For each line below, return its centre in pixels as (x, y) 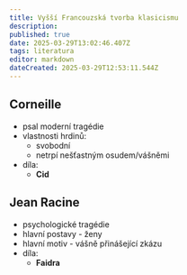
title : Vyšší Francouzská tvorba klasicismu (94, 18)
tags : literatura (42, 51)
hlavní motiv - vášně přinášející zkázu (92, 243)
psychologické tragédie (66, 224)
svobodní (53, 145)
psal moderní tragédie (63, 126)
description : (34, 26)
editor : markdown (42, 60)
